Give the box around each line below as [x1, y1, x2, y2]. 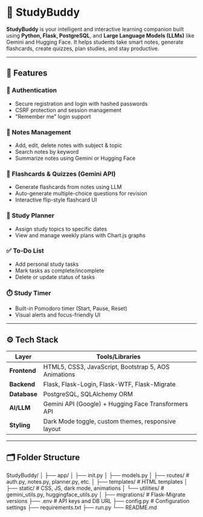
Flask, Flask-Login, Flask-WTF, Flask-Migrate [43, 380, 176, 388]
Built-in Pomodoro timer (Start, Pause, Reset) [14, 305, 127, 312]
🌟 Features [6, 68, 48, 78]
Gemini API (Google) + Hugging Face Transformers [43, 400, 188, 408]
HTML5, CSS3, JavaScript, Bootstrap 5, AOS [43, 363, 170, 371]
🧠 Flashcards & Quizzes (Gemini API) [6, 170, 116, 178]
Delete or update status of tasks [14, 273, 95, 280]
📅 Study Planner [6, 211, 55, 220]
